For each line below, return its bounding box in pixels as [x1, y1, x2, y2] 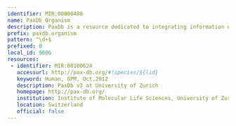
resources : [7, 56, 39, 63]
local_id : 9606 [7, 50, 52, 57]
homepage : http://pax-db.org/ [16, 88, 105, 95]
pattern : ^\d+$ [7, 36, 52, 43]
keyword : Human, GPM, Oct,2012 [16, 75, 109, 83]
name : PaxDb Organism [7, 17, 71, 24]
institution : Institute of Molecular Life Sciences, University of [16, 95, 218, 102]
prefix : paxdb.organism [7, 29, 77, 37]
